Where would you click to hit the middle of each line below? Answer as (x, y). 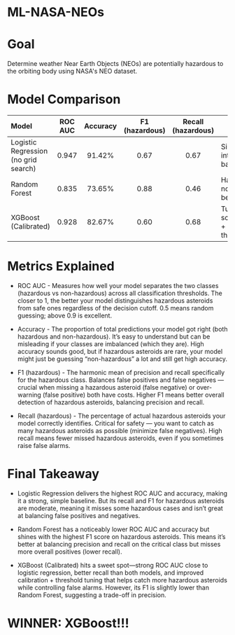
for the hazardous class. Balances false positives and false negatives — (121, 380)
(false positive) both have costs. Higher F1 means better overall (134, 395)
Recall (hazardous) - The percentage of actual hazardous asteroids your (121, 416)
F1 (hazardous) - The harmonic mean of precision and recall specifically (121, 373)
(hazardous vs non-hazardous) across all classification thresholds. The (120, 293)
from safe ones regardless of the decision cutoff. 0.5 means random (115, 308)
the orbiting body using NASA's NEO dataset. (72, 71)
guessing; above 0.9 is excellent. (65, 315)
